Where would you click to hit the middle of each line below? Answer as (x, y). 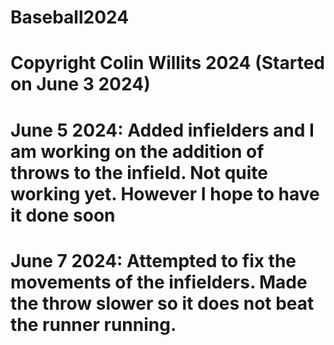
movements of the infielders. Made (159, 282)
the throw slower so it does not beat (162, 303)
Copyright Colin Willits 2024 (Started (167, 63)
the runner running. (93, 324)
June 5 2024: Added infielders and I (162, 130)
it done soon (63, 215)
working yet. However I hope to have (165, 193)
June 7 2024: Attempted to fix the (153, 260)
